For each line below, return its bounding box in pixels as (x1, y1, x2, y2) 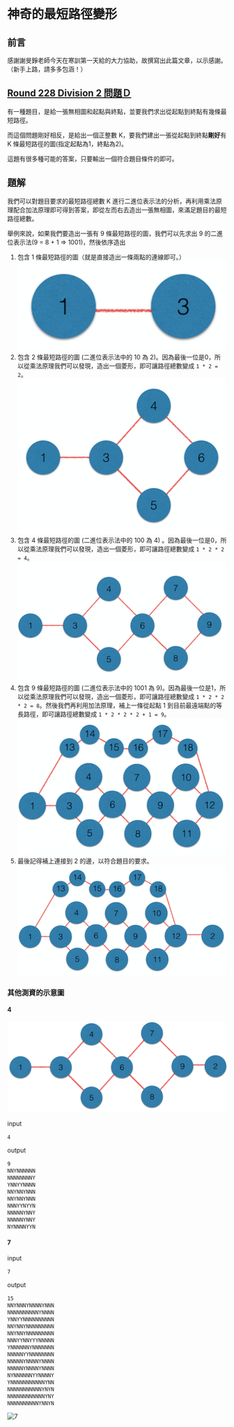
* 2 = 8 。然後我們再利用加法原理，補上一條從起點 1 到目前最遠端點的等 (17, 701, 223, 710)
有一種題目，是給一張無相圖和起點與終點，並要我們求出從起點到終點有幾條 (7, 107, 221, 115)
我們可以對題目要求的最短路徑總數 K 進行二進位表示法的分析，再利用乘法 (7, 196, 217, 205)
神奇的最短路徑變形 (7, 6, 118, 22)
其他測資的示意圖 (7, 987, 65, 997)
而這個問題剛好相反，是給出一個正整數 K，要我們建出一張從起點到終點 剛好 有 (7, 131, 227, 139)
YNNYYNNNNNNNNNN (7, 1316, 54, 1323)
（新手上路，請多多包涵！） (7, 65, 87, 73)
